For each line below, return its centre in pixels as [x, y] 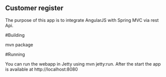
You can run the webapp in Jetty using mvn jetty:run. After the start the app [83, 64]
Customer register [34, 8]
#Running [15, 54]
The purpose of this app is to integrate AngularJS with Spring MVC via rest [82, 20]
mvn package [19, 45]
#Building [15, 35]
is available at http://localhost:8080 [42, 69]
